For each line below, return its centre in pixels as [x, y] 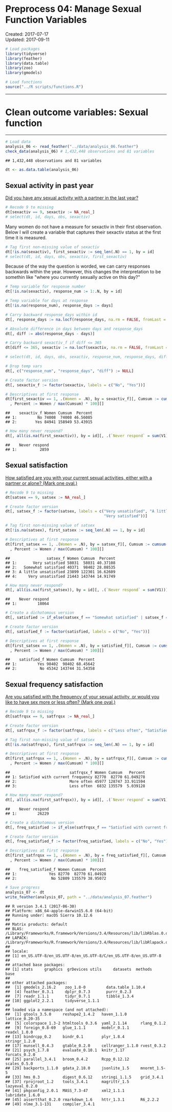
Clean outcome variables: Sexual [77, 112]
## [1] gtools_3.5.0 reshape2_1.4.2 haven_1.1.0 [66, 1014]
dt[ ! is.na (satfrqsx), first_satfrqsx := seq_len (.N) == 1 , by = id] [80, 745]
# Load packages [23, 49]
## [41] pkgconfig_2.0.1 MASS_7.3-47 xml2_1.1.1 [65, 1090]
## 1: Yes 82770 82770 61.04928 [56, 874]
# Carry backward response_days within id [51, 315]
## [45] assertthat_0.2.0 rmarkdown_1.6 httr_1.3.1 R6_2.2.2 [82, 1100]
